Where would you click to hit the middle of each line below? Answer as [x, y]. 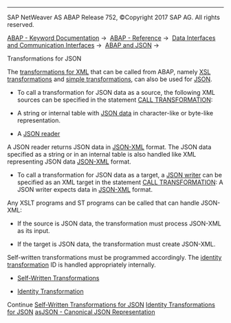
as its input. [33, 231]
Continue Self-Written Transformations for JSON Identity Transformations [111, 304]
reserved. [21, 24]
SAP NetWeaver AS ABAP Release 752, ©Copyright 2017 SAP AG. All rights [113, 17]
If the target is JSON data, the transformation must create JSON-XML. [116, 244]
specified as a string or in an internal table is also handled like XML [102, 154]
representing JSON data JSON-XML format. [69, 161]
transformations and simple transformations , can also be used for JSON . [110, 79]
